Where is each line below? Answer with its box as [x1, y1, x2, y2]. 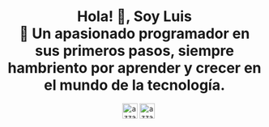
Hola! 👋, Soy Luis [76, 7, 193, 26]
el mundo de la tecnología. [44, 76, 225, 95]
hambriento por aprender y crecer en [7, 59, 262, 78]
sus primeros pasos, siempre [34, 42, 235, 60]
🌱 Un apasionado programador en [19, 24, 250, 43]
